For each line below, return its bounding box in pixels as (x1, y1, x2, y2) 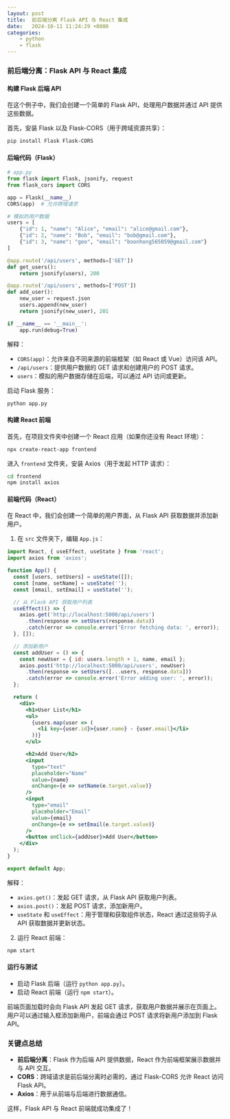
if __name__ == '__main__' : (7, 320, 88, 327)
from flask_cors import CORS (7, 181, 91, 189)
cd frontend (7, 473, 41, 480)
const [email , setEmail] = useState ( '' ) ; (13, 586, 134, 593)
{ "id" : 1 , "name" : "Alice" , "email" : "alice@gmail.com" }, (19, 226, 189, 233)
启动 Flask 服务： (7, 386, 56, 395)
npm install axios (7, 479, 60, 486)
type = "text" (32, 763, 67, 770)
